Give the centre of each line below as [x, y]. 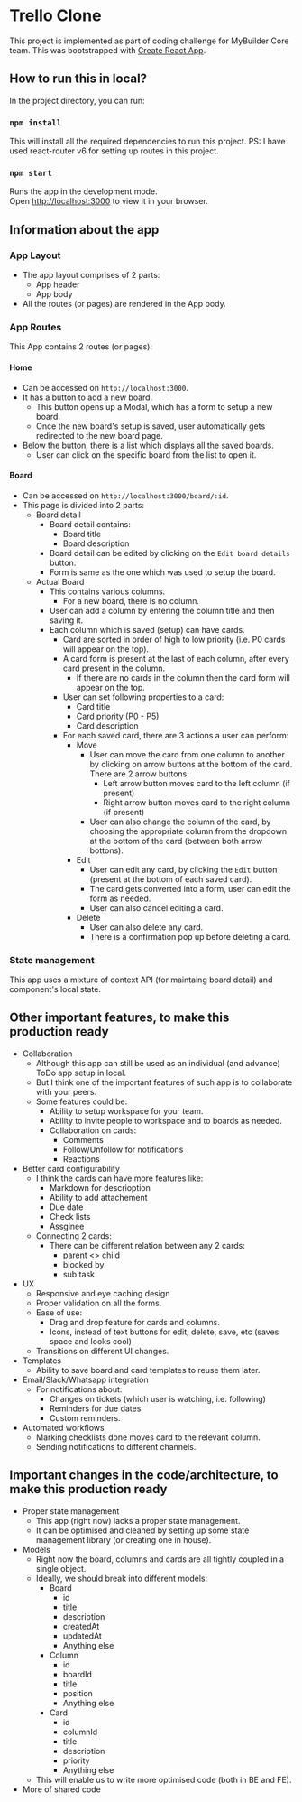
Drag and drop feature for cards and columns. [135, 1322]
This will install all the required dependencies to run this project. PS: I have [147, 142]
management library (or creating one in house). [124, 1539]
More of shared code [61, 1789]
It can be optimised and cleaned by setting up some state [142, 1530]
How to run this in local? [78, 79]
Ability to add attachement [98, 1197]
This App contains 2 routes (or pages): [81, 347]
